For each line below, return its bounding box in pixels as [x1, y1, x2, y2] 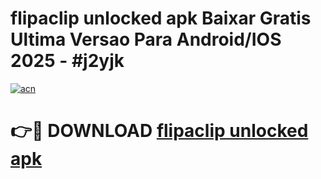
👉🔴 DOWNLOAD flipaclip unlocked [10, 120, 309, 142]
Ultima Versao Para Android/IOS [10, 28, 282, 51]
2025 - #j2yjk [10, 50, 125, 72]
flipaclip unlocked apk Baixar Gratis [10, 7, 312, 30]
